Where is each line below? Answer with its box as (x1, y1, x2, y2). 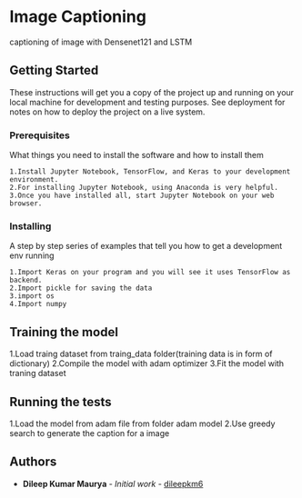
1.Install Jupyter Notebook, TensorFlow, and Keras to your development (9, 167, 291, 176)
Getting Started (9, 63, 99, 78)
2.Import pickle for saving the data (9, 284, 153, 293)
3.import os (9, 292, 55, 301)
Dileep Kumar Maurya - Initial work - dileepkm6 (22, 478, 204, 489)
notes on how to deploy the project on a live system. (9, 106, 206, 117)
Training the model (9, 324, 118, 340)
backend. (9, 275, 43, 285)
